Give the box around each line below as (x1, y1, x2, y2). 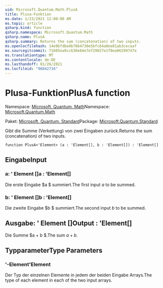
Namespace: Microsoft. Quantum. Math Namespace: (5, 103, 110, 109)
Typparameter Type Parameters (5, 246, 103, 255)
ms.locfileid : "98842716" (5, 67, 58, 72)
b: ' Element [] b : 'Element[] (5, 194, 72, 201)
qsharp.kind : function (5, 25, 51, 30)
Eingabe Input (5, 156, 47, 164)
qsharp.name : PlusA (5, 35, 45, 40)
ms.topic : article (5, 21, 43, 26)
